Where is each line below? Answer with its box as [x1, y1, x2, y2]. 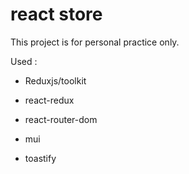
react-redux [24, 94, 75, 106]
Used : [10, 55, 38, 67]
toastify [24, 152, 57, 164]
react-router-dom [24, 113, 98, 125]
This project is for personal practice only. [10, 36, 180, 48]
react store [10, 3, 103, 26]
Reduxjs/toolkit [24, 74, 87, 87]
